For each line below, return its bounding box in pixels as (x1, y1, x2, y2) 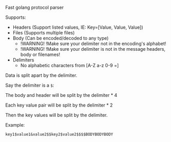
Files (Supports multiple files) (12, 30, 75, 35)
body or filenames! (20, 51, 60, 57)
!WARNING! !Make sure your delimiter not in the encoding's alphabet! (20, 40, 166, 47)
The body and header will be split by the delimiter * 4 (5, 92, 118, 98)
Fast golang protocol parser (5, 5, 64, 10)
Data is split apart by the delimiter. (5, 72, 78, 78)
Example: (5, 122, 25, 128)
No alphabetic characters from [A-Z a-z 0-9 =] (20, 63, 119, 68)
